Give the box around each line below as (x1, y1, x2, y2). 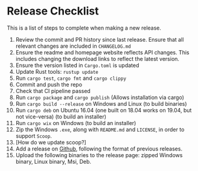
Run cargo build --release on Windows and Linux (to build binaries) (15, 100, 187, 107)
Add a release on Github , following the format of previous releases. (15, 145, 183, 152)
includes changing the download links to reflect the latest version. (15, 55, 180, 62)
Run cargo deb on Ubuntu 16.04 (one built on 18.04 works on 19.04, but (15, 106, 192, 114)
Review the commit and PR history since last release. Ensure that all (15, 36, 184, 43)
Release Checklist (7, 4, 99, 18)
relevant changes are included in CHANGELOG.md (15, 42, 132, 50)
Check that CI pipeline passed (15, 87, 91, 94)
